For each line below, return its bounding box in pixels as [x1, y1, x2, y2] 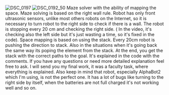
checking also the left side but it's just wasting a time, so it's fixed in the [5, 32, 155, 37]
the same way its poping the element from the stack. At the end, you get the [5, 48, 163, 53]
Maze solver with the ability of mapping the [66, 5, 156, 11]
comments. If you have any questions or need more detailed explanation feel [5, 58, 164, 64]
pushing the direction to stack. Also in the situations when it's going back [5, 42, 157, 48]
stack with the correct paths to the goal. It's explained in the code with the [5, 53, 160, 59]
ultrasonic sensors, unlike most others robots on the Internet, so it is [5, 16, 147, 21]
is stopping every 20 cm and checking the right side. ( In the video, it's [5, 26, 152, 32]
